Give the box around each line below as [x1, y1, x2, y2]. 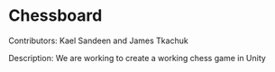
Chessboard [8, 5, 103, 26]
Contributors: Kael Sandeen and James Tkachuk [8, 35, 188, 46]
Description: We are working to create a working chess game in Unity [8, 52, 267, 63]
